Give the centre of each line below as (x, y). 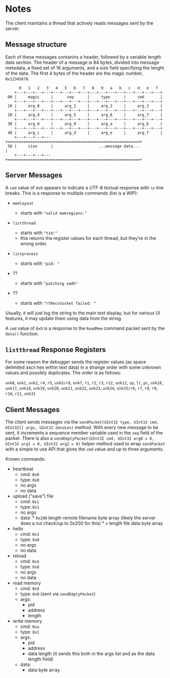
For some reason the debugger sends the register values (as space (76, 362)
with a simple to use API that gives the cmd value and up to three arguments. (85, 449)
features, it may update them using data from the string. (64, 318)
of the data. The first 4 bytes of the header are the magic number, (74, 73)
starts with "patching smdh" (49, 283)
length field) (40, 659)
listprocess (25, 254)
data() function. (22, 333)
